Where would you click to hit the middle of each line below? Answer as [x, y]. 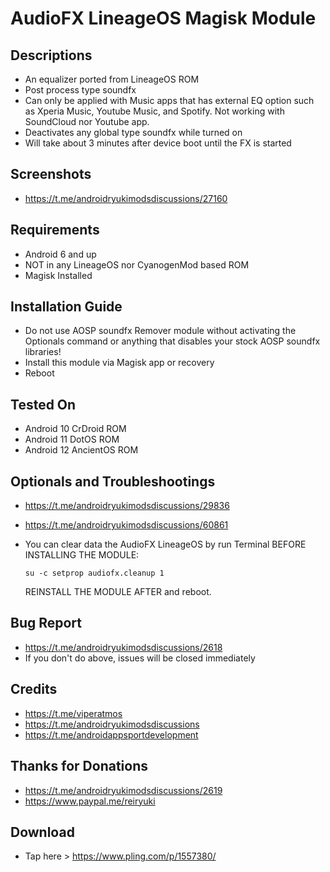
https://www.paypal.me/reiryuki [90, 801]
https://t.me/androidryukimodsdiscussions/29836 [127, 506]
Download [42, 832]
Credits [34, 689]
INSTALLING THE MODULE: [82, 555]
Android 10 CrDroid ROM [75, 429]
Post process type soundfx [80, 90]
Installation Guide [66, 307]
